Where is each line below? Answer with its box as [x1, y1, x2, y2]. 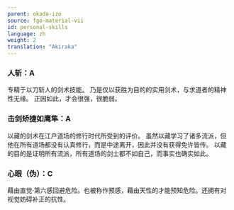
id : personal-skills [7, 23, 69, 31]
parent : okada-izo [7, 10, 62, 18]
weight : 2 [7, 37, 37, 44]
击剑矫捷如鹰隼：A [7, 114, 72, 124]
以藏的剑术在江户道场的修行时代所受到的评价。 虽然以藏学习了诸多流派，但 [7, 131, 227, 140]
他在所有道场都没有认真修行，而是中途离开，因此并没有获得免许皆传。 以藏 [7, 140, 227, 149]
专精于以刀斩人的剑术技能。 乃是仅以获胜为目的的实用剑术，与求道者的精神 [7, 86, 227, 94]
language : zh [7, 30, 46, 38]
